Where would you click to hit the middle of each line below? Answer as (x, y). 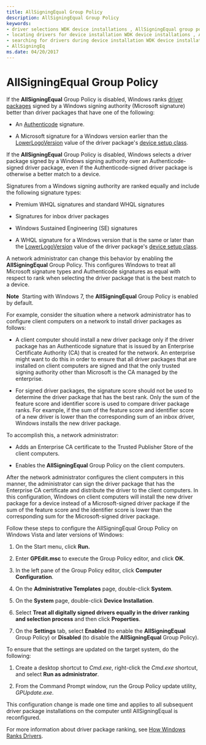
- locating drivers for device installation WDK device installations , (101, 35)
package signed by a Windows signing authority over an (77, 161)
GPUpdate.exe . (34, 692)
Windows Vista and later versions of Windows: (65, 535)
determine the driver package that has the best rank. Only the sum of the (107, 397)
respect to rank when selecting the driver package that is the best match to (101, 278)
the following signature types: (44, 192)
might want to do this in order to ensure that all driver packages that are (106, 359)
